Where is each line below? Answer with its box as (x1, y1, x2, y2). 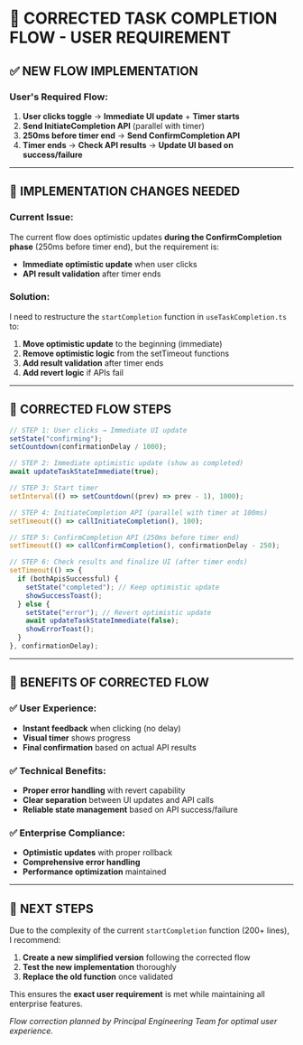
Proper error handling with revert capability (22, 785, 186, 796)
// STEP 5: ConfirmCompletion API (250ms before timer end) (9, 533, 241, 542)
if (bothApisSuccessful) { (17, 574, 119, 583)
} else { (17, 600, 50, 609)
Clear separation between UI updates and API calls (22, 794, 215, 805)
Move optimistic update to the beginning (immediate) (22, 338, 223, 349)
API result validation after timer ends (22, 268, 161, 279)
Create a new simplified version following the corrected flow (22, 952, 251, 963)
